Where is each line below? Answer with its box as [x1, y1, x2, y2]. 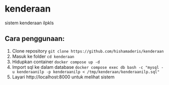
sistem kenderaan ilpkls [5, 20, 54, 26]
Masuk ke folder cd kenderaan [12, 53, 74, 59]
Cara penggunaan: [5, 34, 65, 43]
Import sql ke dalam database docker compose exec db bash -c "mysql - [12, 64, 164, 70]
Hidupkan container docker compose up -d [12, 59, 100, 65]
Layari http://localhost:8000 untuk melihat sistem [12, 74, 115, 80]
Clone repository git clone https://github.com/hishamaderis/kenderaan [12, 48, 164, 54]
